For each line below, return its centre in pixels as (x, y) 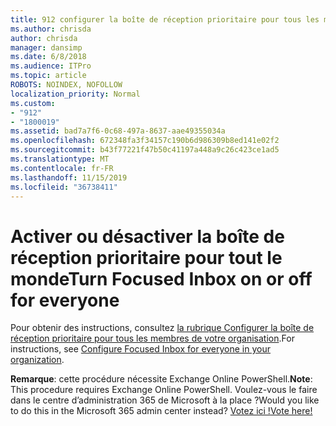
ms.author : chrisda (51, 29)
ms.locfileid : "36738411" (64, 187)
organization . (37, 360)
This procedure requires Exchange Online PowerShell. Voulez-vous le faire (164, 390)
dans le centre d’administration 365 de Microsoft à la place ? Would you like (165, 400)
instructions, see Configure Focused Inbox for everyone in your (141, 349)
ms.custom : (33, 103)
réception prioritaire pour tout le (146, 257)
